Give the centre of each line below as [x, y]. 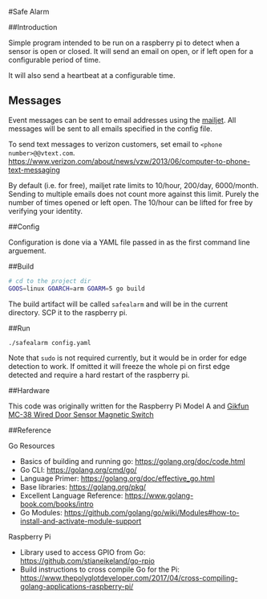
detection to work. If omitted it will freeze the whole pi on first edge [119, 367]
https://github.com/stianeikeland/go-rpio [87, 561]
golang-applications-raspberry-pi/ [77, 587]
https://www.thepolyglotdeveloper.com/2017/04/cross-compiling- [129, 578]
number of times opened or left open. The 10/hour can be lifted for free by [131, 202]
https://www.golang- [159, 496]
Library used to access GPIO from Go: [83, 552]
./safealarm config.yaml [50, 343]
